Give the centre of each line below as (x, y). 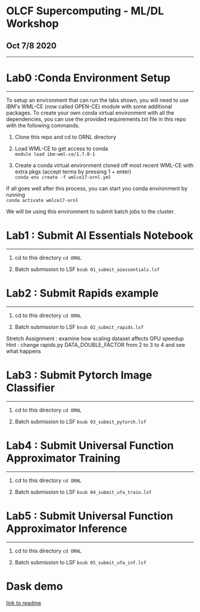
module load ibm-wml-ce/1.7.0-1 (55, 154)
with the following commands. (43, 125)
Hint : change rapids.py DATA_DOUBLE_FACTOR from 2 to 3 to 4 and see (96, 344)
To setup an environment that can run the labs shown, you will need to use (97, 100)
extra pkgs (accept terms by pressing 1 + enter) (73, 172)
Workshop (32, 24)
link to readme (24, 602)
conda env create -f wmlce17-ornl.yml (63, 177)
